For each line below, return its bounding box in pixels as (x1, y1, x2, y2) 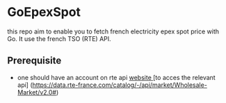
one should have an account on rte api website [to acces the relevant (17, 73, 216, 81)
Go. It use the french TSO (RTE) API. (7, 34, 111, 42)
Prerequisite (7, 55, 62, 67)
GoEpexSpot (7, 4, 81, 20)
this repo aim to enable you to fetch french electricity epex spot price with (7, 27, 220, 35)
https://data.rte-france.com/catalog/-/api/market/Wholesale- (32, 81, 207, 89)
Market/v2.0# (17, 88, 57, 96)
